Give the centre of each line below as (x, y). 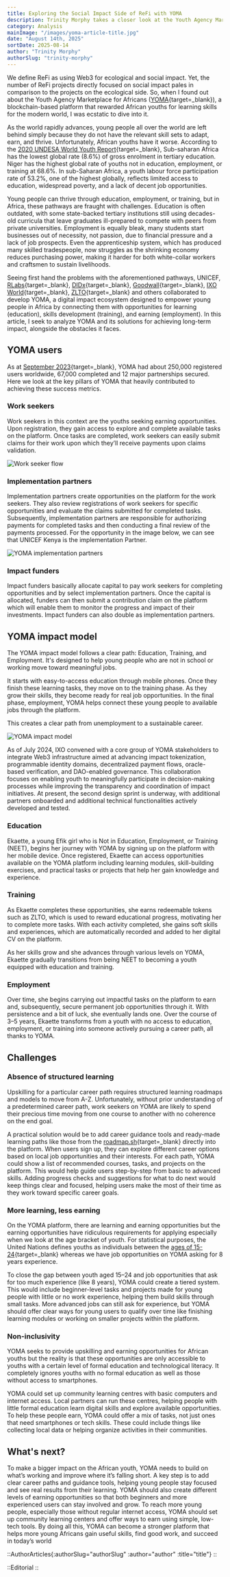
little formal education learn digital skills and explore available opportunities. (114, 1408)
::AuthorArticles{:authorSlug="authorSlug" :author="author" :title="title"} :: (112, 1554)
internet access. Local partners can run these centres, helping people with (112, 1401)
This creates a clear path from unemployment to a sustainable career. (105, 723)
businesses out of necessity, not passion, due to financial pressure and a (110, 235)
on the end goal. (30, 1121)
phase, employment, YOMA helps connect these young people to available (112, 702)
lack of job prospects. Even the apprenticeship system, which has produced (114, 242)
